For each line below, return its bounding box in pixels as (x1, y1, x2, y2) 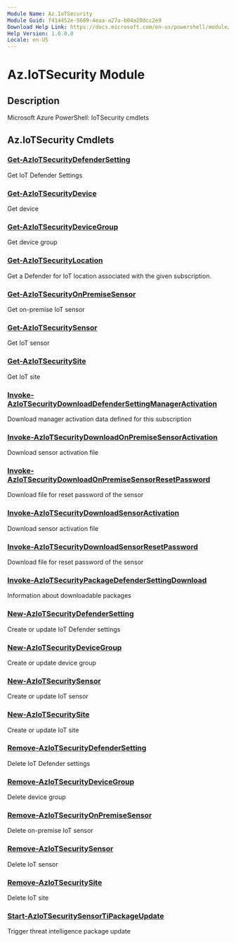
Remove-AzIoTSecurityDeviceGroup (7, 777, 135, 786)
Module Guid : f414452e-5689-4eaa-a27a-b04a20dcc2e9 (7, 17, 162, 24)
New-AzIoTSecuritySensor (7, 676, 101, 686)
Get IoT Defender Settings (7, 170, 83, 180)
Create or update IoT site (7, 726, 79, 734)
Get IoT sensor (7, 339, 51, 347)
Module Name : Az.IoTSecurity (7, 10, 93, 18)
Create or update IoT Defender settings (7, 624, 121, 634)
